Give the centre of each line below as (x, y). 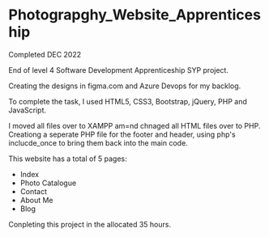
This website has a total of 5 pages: (68, 159)
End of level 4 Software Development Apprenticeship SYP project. (119, 70)
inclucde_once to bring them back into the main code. (98, 142)
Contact (33, 191)
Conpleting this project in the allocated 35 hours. (90, 224)
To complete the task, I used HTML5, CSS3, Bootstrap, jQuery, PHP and (128, 101)
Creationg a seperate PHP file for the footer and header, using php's (122, 134)
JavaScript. (28, 110)
